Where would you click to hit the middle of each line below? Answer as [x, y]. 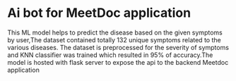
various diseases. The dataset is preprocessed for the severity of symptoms [118, 47]
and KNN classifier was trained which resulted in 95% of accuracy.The [110, 55]
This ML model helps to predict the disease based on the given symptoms [115, 32]
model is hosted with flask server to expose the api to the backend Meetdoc [118, 62]
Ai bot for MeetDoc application [99, 13]
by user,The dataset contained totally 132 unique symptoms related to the [114, 39]
